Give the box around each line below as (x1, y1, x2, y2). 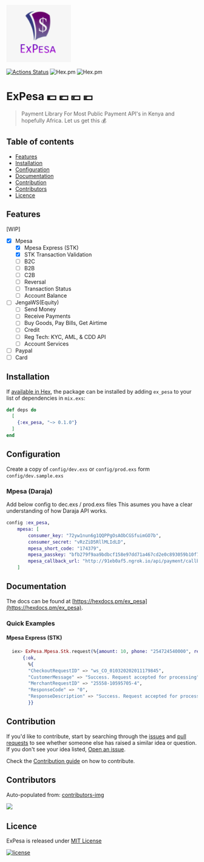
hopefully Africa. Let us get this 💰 (21, 117, 107, 125)
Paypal (15, 347, 33, 354)
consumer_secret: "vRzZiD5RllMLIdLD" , (28, 539, 126, 545)
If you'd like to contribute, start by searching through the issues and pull (6, 733, 186, 740)
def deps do (6, 406, 36, 413)
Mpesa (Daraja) (6, 487, 53, 495)
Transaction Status (24, 285, 72, 293)
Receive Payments (24, 312, 71, 320)
